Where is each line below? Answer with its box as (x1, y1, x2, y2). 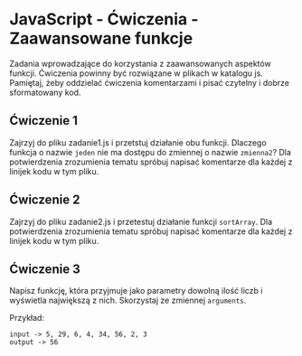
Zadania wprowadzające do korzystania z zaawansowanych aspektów (9, 58, 271, 69)
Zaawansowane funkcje (9, 28, 193, 49)
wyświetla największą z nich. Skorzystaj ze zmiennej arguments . (9, 295, 247, 306)
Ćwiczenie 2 (9, 192, 80, 208)
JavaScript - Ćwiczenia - (9, 9, 199, 30)
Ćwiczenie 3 (9, 261, 80, 276)
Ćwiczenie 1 (9, 113, 79, 128)
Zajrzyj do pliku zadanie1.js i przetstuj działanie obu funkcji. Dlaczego (9, 136, 267, 148)
